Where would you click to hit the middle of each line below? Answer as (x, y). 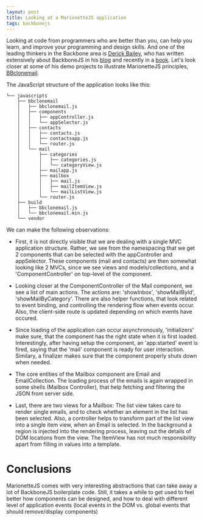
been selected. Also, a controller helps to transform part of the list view (104, 419)
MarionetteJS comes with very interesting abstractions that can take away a (102, 486)
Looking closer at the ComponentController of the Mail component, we (104, 286)
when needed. (33, 363)
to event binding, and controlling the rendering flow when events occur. (105, 305)
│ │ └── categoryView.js (60, 165)
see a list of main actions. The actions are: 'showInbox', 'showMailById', (105, 292)
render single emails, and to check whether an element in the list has (101, 412)
